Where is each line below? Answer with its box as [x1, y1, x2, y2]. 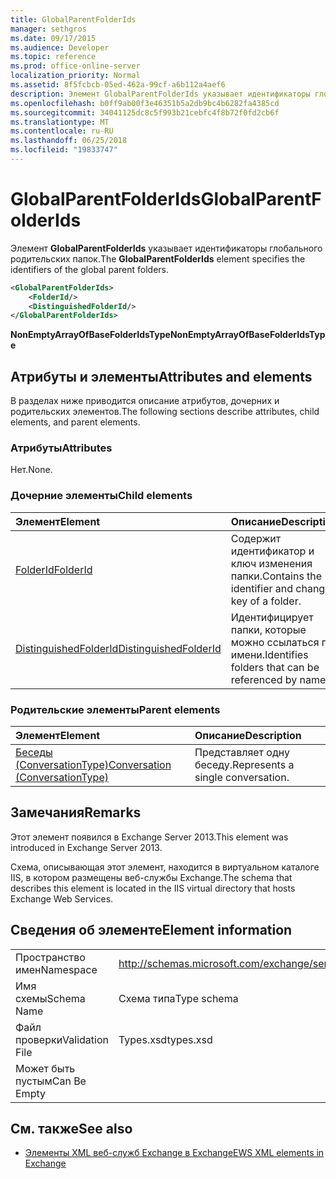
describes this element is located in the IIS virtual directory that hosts [10, 882, 296, 894]
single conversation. [194, 771, 290, 785]
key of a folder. [230, 594, 302, 608]
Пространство [15, 950, 86, 964]
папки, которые [230, 622, 307, 636]
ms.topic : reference [10, 52, 97, 62]
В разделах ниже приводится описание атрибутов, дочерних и [10, 395, 280, 407]
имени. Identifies [230, 647, 309, 661]
